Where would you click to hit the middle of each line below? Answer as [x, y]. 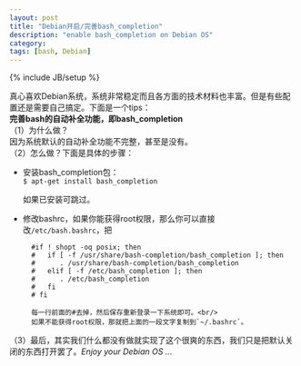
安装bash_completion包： [70, 173]
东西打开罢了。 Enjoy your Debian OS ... [99, 351]
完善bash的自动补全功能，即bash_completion [96, 119]
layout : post [34, 18]
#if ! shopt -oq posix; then [86, 247]
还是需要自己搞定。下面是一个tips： [84, 108]
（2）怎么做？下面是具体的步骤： [72, 153]
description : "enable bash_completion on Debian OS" [111, 35]
